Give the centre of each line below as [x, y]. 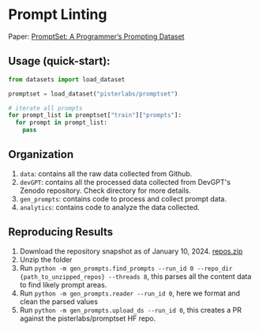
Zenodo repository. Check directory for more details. [105, 190]
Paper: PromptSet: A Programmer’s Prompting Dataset [96, 36]
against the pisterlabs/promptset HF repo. [88, 318]
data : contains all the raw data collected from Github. [106, 173]
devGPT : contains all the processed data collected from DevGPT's [125, 182]
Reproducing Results [61, 232]
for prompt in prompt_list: [62, 123]
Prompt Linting [58, 15]
